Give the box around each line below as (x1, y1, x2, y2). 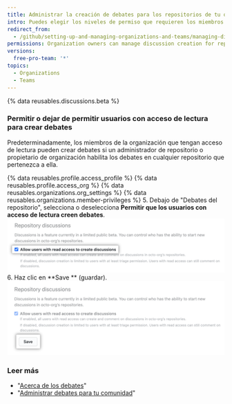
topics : (7, 62, 30, 69)
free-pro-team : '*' (13, 55, 70, 62)
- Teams (13, 77, 36, 84)
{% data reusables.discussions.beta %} (7, 97, 119, 105)
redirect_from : (7, 26, 51, 33)
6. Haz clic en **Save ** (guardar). (7, 273, 108, 282)
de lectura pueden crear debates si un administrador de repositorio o (7, 145, 204, 154)
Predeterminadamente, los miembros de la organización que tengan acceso (7, 138, 223, 147)
